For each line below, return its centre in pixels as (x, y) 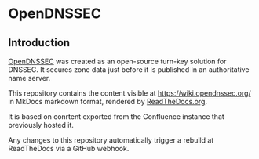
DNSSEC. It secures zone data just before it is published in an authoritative (129, 70)
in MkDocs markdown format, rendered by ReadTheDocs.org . (108, 101)
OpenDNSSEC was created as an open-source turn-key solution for (117, 61)
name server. (29, 78)
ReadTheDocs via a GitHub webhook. (69, 148)
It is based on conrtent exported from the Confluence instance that (117, 117)
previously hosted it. (41, 125)
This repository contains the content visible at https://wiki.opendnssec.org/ (129, 93)
